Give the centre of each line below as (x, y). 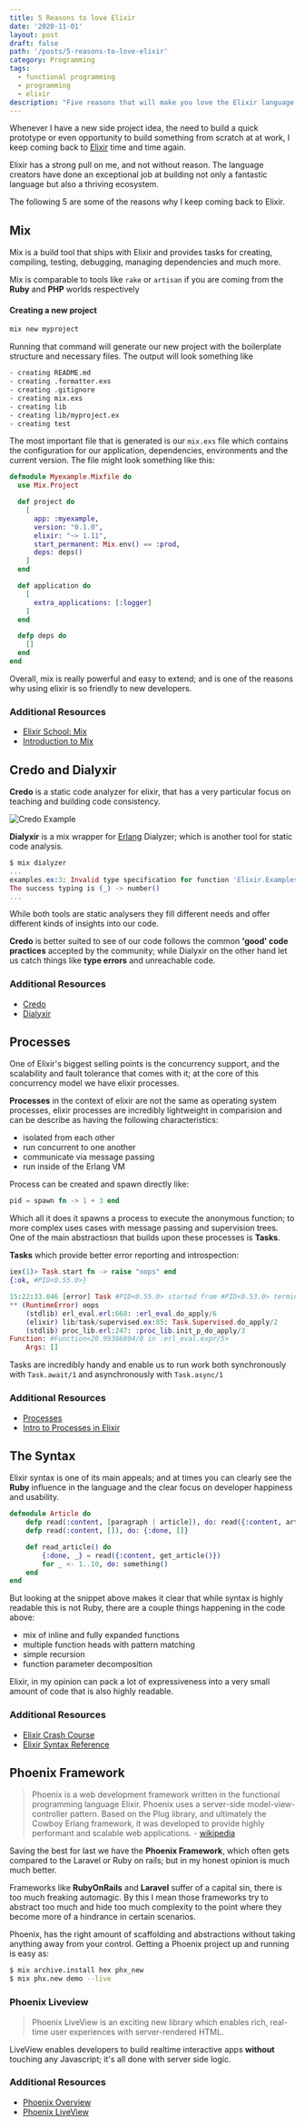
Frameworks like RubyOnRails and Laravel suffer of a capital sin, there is (146, 1888)
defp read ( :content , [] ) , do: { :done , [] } (107, 1531)
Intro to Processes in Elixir (71, 1427)
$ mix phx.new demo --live (60, 1979)
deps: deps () (58, 552)
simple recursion (54, 1654)
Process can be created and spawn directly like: (99, 1184)
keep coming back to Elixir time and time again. (98, 147)
